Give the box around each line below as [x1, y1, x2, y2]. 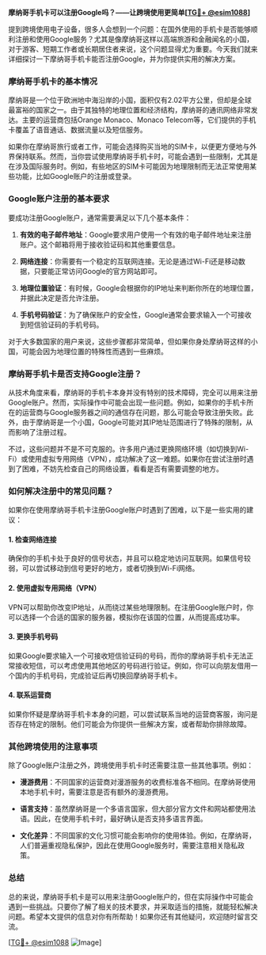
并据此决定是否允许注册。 [19, 293, 104, 302]
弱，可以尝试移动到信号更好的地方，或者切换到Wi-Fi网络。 [8, 564, 199, 573]
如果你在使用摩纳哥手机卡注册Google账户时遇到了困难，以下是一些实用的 [8, 505, 247, 515]
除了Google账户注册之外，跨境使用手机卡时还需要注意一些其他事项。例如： [8, 760, 254, 770]
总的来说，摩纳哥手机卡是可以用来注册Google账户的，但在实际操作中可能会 [8, 892, 254, 901]
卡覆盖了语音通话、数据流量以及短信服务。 [8, 125, 147, 135]
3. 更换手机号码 [8, 632, 59, 641]
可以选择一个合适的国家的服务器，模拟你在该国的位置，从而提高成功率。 [8, 612, 244, 622]
